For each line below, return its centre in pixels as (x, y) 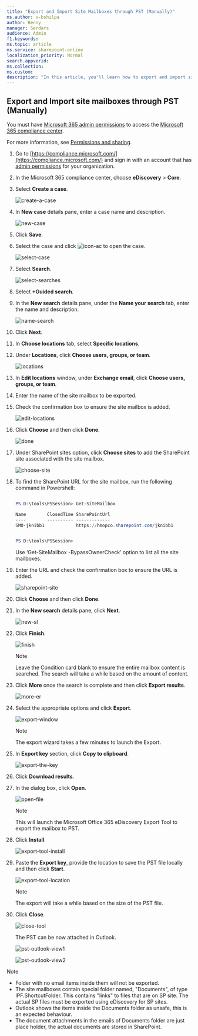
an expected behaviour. (44, 1014)
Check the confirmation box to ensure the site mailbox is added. (93, 406)
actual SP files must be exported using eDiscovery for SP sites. (91, 1002)
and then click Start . (40, 869)
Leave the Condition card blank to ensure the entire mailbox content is (100, 668)
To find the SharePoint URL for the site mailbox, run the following (93, 481)
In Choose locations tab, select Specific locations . (77, 343)
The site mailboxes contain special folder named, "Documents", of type (101, 989)
